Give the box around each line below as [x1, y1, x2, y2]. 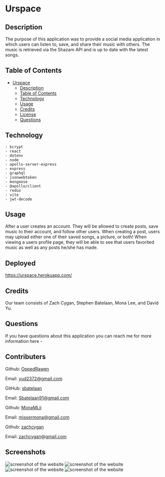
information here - [5, 338, 43, 344]
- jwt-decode [5, 196, 32, 202]
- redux [5, 188, 21, 193]
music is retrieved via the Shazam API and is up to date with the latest [5, 47, 149, 52]
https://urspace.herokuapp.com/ [5, 272, 72, 278]
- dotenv [5, 153, 23, 158]
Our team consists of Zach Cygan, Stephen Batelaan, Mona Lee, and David [5, 300, 159, 306]
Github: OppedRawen [5, 366, 49, 372]
